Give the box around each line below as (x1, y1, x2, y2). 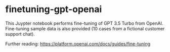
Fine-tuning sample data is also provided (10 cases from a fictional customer (5, 25, 165, 31)
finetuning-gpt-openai (5, 4, 102, 15)
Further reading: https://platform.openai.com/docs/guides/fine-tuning (5, 40, 151, 46)
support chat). (5, 31, 35, 37)
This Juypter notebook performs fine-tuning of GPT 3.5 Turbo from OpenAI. (5, 20, 163, 26)
